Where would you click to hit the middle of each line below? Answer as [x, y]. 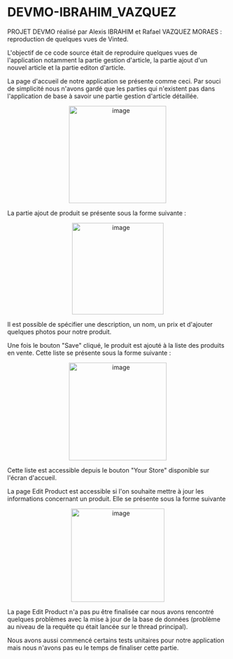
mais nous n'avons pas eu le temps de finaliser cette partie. [93, 647]
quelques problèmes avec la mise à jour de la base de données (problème [114, 619]
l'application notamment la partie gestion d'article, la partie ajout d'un [107, 60]
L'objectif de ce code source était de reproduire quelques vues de [103, 53]
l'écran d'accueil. [32, 477]
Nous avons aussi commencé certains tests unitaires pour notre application [116, 640]
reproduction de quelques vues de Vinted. [68, 39]
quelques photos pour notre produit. [59, 332]
